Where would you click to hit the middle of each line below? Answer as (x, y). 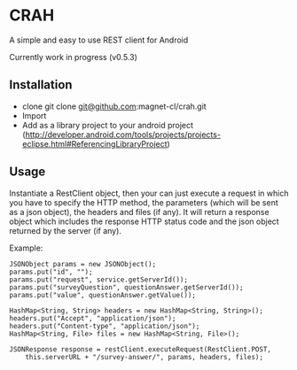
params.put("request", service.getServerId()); (99, 280)
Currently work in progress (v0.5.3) (73, 57)
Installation (41, 85)
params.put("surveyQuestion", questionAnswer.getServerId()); (126, 287)
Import (34, 115)
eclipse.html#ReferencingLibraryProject (94, 143)
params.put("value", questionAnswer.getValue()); (103, 295)
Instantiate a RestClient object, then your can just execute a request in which (149, 193)
